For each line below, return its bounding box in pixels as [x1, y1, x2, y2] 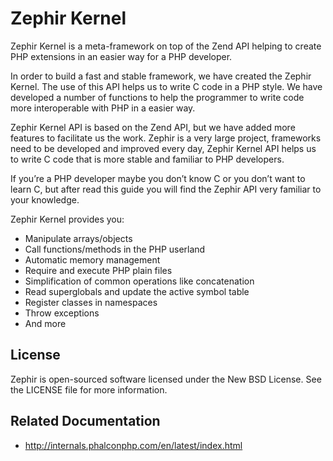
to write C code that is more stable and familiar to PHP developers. [10, 153, 285, 165]
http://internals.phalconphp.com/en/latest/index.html [24, 439, 243, 451]
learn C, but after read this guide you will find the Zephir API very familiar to [10, 183, 322, 195]
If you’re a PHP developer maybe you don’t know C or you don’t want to [10, 172, 306, 184]
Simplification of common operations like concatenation [24, 275, 255, 287]
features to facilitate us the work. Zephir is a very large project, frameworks [10, 132, 322, 144]
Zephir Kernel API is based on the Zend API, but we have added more [10, 121, 296, 133]
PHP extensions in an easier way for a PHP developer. [10, 50, 233, 62]
